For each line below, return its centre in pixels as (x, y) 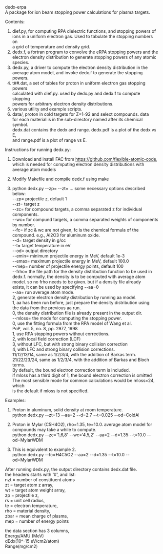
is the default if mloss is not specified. (50, 391)
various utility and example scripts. (47, 109)
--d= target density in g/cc (39, 240)
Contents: (15, 22)
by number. (23, 225)
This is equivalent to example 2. (44, 449)
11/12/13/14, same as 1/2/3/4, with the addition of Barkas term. (74, 354)
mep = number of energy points (37, 521)
